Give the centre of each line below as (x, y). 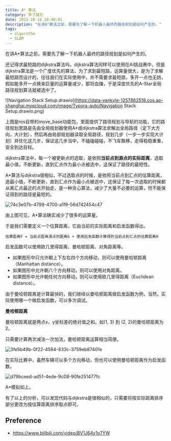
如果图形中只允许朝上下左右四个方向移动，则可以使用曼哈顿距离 (79, 257)
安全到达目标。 (21, 147)
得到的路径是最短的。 (32, 194)
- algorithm (23, 34)
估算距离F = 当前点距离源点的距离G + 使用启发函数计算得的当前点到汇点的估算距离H (82, 236)
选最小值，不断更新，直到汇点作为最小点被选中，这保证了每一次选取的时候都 (85, 181)
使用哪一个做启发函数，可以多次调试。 (50, 300)
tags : (11, 29)
